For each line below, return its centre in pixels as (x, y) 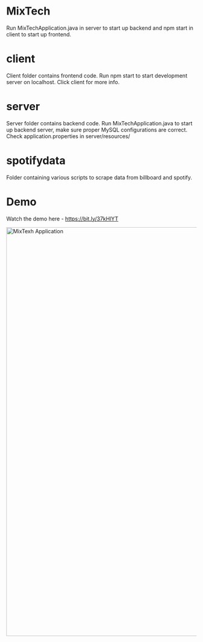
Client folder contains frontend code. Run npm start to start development (97, 75)
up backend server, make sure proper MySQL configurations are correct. (97, 130)
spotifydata (36, 160)
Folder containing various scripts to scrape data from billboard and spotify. (99, 177)
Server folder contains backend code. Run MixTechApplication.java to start (99, 123)
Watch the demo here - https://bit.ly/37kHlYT (63, 219)
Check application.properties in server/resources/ (68, 136)
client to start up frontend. (39, 34)
